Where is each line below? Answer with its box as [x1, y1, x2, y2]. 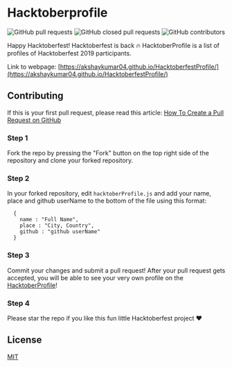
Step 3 [7, 250, 30, 260]
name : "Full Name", [19, 216, 79, 223]
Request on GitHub [7, 116, 62, 124]
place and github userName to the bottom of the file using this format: [7, 196, 206, 205]
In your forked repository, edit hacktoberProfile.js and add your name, [7, 189, 211, 198]
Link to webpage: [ [7, 62, 61, 71]
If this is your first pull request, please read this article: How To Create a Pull [7, 108, 224, 117]
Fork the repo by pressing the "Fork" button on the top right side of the [7, 149, 209, 157]
